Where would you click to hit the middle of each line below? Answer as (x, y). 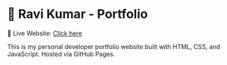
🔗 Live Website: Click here (45, 33)
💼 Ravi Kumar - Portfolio (78, 14)
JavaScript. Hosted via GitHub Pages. (61, 54)
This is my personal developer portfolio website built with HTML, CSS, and (114, 46)
